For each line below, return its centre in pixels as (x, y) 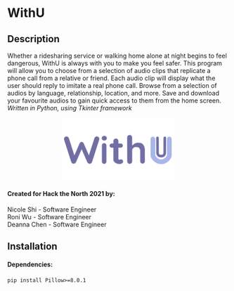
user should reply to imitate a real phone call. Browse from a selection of (112, 85)
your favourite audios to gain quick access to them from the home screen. (114, 101)
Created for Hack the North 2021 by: (61, 194)
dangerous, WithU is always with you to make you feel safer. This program (115, 63)
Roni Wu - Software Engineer (50, 216)
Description (33, 39)
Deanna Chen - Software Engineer (57, 224)
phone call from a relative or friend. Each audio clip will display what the (111, 78)
